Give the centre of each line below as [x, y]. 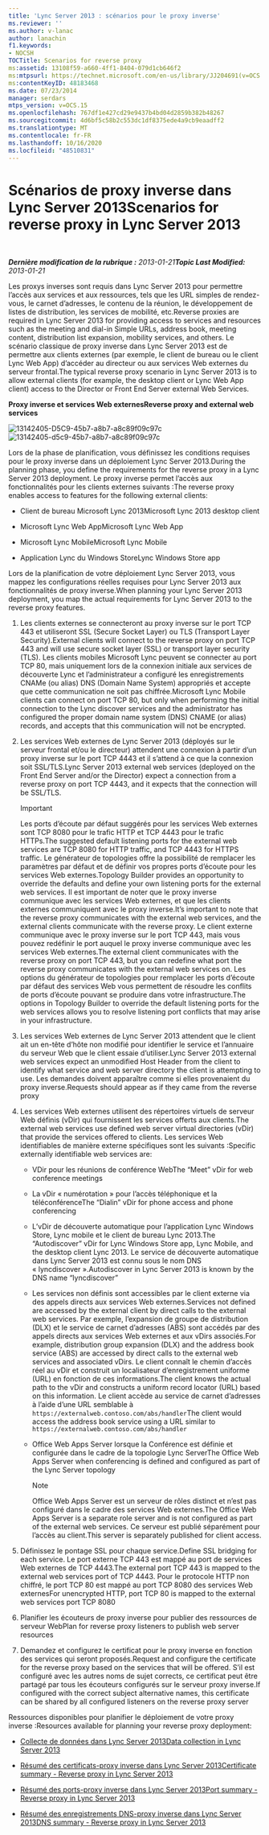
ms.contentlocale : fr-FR [50, 135]
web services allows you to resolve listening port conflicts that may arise [140, 1012]
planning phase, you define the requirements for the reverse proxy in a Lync [134, 470]
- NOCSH [21, 53]
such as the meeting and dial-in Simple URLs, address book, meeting [122, 329]
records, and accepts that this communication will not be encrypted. [133, 726]
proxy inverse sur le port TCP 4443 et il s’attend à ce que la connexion [137, 759]
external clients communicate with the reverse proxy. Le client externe [136, 927]
